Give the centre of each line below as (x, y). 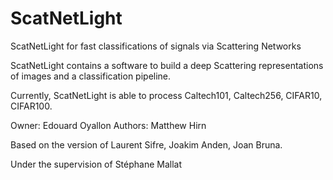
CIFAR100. (31, 106)
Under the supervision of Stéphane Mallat (96, 164)
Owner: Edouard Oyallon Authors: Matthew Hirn (108, 125)
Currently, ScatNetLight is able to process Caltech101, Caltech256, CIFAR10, (166, 95)
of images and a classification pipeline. (91, 76)
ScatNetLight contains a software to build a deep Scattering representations (167, 65)
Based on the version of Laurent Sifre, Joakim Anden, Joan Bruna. (146, 144)
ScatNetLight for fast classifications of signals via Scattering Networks (156, 46)
